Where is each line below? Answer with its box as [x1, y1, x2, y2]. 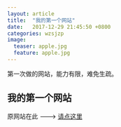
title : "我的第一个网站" [7, 17, 76, 24]
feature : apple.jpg [13, 50, 71, 57]
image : [7, 36, 27, 44]
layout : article [7, 10, 55, 18]
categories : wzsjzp [7, 29, 64, 37]
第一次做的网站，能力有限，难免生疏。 [7, 69, 118, 78]
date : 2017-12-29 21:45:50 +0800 [7, 23, 111, 30]
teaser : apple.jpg [13, 43, 68, 50]
